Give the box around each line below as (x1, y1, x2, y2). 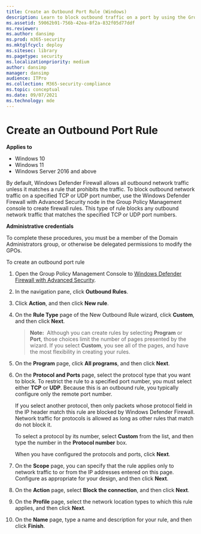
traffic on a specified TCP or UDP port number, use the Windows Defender (6, 192, 190, 199)
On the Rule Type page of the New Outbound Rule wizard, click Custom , (14, 311, 194, 318)
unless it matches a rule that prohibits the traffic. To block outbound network (6, 185, 195, 193)
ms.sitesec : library (6, 48, 58, 54)
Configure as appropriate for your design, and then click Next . (14, 475, 169, 482)
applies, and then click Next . (14, 504, 86, 511)
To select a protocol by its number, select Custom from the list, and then (14, 432, 194, 440)
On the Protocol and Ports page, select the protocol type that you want (14, 371, 191, 379)
